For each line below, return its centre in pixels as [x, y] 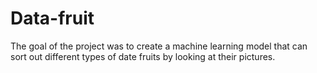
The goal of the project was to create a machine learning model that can [159, 46]
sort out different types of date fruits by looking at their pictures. [143, 56]
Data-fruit [52, 18]
